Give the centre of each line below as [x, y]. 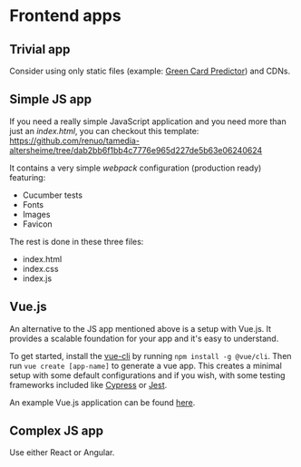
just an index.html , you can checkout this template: [104, 131]
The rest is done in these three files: [77, 241]
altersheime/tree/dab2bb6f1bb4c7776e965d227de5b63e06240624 [136, 150]
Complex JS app [57, 431]
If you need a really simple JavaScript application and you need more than [148, 121]
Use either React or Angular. [62, 452]
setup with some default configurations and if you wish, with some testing [147, 375]
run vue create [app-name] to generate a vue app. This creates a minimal [146, 365]
